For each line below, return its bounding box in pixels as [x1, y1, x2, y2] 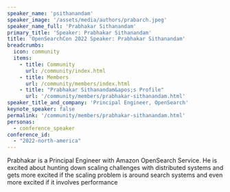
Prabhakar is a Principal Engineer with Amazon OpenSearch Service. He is [7, 156, 218, 165]
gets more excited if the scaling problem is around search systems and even [7, 171, 223, 179]
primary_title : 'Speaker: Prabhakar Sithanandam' [7, 29, 152, 36]
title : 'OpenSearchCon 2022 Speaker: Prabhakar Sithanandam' [7, 36, 186, 43]
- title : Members [19, 73, 69, 81]
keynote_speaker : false [7, 106, 76, 112]
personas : [7, 118, 36, 125]
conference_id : [7, 131, 51, 138]
